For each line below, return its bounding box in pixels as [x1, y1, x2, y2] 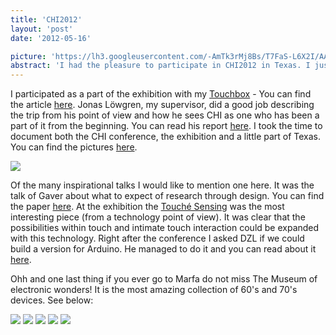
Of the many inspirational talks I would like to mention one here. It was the [10, 179, 315, 191]
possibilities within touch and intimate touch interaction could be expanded [10, 222, 320, 234]
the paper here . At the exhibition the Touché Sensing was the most [10, 201, 285, 213]
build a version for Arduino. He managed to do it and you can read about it [10, 243, 317, 255]
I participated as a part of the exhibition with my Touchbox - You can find [10, 88, 312, 100]
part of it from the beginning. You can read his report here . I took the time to [10, 120, 323, 132]
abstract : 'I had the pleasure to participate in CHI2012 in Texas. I [10, 61, 311, 71]
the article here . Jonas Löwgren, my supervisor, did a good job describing [10, 99, 315, 111]
